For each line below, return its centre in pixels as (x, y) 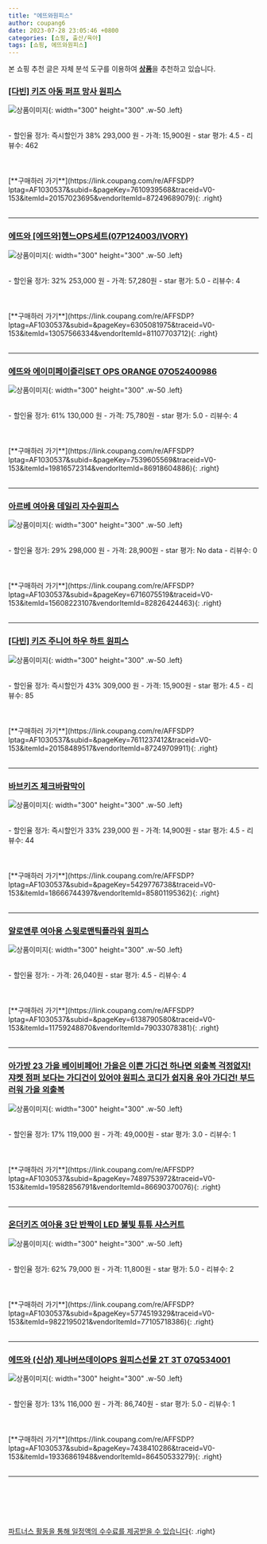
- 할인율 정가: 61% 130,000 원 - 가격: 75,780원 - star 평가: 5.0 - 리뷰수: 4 (123, 415)
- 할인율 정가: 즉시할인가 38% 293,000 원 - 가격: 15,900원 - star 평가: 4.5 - (126, 135)
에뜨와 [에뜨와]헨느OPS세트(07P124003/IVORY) (98, 236)
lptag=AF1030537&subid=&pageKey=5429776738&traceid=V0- (112, 884)
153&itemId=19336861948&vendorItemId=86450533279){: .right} (115, 1456)
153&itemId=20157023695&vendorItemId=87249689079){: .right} (115, 198)
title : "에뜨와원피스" (41, 16)
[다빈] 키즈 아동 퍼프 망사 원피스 (65, 92)
